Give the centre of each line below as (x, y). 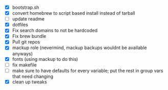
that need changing (33, 76)
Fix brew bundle (29, 36)
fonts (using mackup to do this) (45, 59)
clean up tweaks (29, 82)
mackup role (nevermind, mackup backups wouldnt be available (79, 48)
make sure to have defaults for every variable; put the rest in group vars (88, 71)
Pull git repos (26, 42)
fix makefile (24, 65)
